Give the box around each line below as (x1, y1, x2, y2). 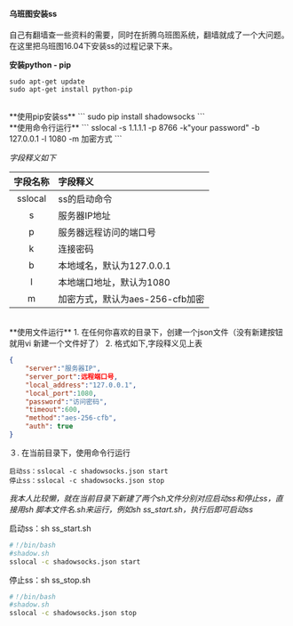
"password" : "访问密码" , (25, 397, 108, 406)
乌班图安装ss (9, 8, 58, 19)
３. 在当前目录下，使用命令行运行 (9, 447, 131, 458)
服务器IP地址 (58, 210, 111, 222)
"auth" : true (25, 422, 74, 431)
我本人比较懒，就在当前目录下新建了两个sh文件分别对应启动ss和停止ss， (9, 493, 276, 503)
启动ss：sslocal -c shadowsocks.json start (9, 467, 169, 476)
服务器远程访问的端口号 (58, 227, 157, 239)
